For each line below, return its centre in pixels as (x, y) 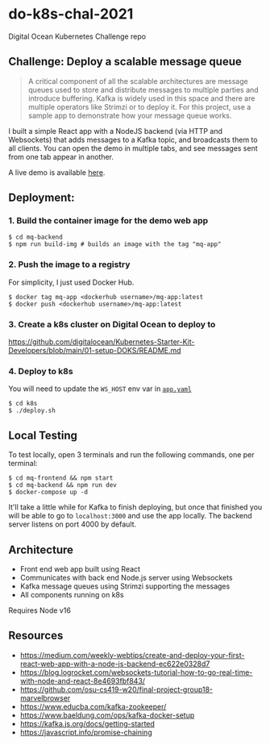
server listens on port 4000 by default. (73, 524)
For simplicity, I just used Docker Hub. (71, 282)
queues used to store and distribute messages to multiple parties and (143, 89)
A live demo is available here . (57, 172)
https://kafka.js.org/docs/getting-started (87, 723)
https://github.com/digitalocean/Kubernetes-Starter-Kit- (102, 342)
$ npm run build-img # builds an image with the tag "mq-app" (115, 244)
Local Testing (43, 435)
